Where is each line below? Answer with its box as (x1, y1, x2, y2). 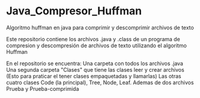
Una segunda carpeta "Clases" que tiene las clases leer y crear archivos (6, 66, 184, 73)
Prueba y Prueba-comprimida (6, 85, 79, 92)
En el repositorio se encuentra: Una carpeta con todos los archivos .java (6, 60, 183, 67)
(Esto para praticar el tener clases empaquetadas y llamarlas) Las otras (6, 72, 181, 79)
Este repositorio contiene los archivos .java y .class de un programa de (6, 35, 180, 42)
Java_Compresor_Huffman (6, 4, 142, 18)
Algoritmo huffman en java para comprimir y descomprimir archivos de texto (6, 24, 194, 31)
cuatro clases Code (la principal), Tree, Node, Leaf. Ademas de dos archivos (6, 79, 194, 86)
